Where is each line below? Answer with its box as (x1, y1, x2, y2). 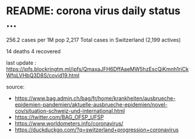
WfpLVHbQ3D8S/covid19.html (6, 72, 80, 79)
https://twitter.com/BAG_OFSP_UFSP (14, 114, 105, 121)
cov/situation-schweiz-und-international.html (14, 107, 125, 114)
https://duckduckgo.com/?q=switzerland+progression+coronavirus (14, 126, 179, 133)
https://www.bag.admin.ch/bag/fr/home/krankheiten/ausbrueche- (14, 95, 176, 102)
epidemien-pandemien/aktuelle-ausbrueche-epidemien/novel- (14, 101, 168, 108)
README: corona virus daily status (6, 4, 181, 18)
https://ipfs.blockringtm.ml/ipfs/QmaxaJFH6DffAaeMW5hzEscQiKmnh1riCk (6, 65, 189, 72)
